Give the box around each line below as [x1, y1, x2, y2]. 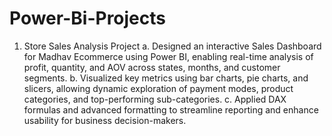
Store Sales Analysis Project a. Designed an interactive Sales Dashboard [23, 40, 322, 52]
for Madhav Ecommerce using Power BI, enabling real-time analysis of [23, 50, 314, 62]
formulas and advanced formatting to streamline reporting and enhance [23, 103, 319, 116]
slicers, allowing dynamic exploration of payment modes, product [23, 82, 294, 94]
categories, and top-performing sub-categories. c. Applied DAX [23, 93, 287, 105]
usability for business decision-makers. [23, 114, 187, 126]
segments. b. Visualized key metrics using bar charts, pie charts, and [23, 72, 309, 84]
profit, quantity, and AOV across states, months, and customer [23, 61, 281, 73]
